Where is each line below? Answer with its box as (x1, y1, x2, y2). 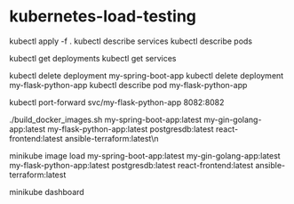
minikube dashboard (9, 186, 84, 197)
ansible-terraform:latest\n (65, 133, 159, 143)
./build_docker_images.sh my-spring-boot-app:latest (9, 114, 203, 125)
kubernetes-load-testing (9, 6, 197, 27)
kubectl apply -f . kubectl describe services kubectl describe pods (9, 36, 253, 46)
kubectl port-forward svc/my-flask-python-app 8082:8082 (9, 96, 225, 108)
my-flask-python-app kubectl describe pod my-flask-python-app (9, 79, 248, 90)
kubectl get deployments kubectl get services (9, 53, 177, 63)
